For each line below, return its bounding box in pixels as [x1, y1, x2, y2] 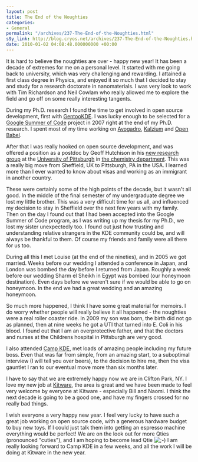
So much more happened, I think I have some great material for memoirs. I [6, 302, 186, 309]
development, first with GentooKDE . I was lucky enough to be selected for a [6, 112, 190, 119]
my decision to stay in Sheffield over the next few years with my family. [6, 204, 179, 211]
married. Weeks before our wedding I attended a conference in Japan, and [6, 260, 187, 267]
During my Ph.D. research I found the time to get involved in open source [6, 107, 183, 114]
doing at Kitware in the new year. [6, 448, 87, 456]
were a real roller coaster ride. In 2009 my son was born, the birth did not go [6, 314, 192, 321]
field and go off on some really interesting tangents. [6, 95, 132, 102]
